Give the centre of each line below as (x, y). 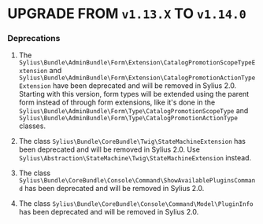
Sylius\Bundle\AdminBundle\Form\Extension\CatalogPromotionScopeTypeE (137, 63)
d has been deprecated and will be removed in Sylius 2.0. (111, 189)
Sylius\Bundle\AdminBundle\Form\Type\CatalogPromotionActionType (128, 119)
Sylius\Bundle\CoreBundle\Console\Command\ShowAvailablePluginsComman (137, 181)
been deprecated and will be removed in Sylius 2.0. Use (109, 149)
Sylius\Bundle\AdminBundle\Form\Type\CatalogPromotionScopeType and (133, 111)
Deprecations (34, 39)
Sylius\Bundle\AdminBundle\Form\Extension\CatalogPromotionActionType (137, 78)
